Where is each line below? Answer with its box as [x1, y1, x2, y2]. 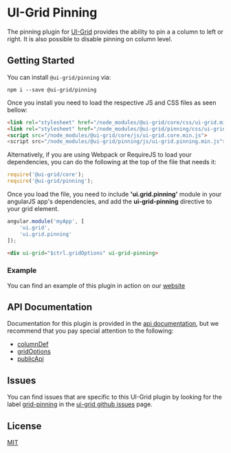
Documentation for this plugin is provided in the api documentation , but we [7, 320, 219, 328]
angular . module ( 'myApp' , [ [7, 218, 85, 225]
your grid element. [7, 205, 60, 212]
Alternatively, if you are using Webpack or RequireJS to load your [7, 151, 192, 159]
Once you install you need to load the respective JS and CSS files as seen [7, 98, 217, 107]
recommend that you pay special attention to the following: [7, 327, 174, 335]
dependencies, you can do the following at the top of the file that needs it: [7, 158, 217, 166]
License [7, 420, 42, 432]
